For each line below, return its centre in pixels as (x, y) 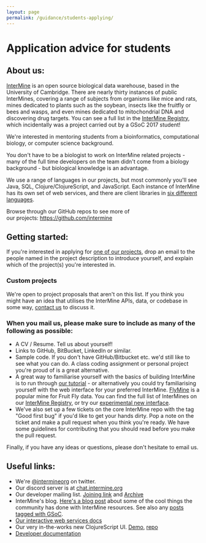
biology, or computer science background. (60, 143)
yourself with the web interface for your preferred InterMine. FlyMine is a (107, 390)
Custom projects (32, 281)
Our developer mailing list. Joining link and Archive (79, 494)
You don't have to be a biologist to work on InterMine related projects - (96, 155)
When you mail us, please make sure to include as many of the (101, 323)
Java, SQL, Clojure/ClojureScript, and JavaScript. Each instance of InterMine (103, 186)
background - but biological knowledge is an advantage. (78, 168)
